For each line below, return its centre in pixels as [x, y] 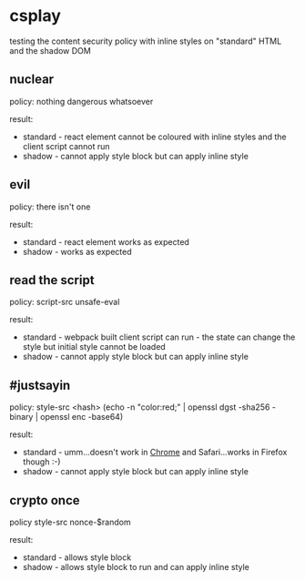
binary [21, 417]
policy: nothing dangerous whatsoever [81, 101]
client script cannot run [66, 146]
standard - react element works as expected [106, 241]
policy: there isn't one [50, 207]
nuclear [32, 80]
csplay [36, 16]
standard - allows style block [77, 557]
